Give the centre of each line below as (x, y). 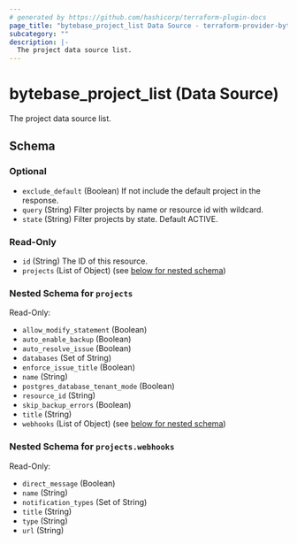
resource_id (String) (58, 395)
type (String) (45, 521)
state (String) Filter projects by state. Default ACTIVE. (120, 218)
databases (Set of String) (67, 358)
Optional (28, 172)
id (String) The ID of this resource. (85, 261)
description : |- (39, 42)
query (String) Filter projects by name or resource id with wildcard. (142, 210)
